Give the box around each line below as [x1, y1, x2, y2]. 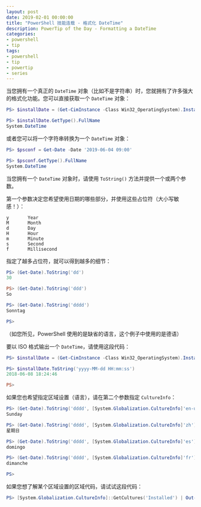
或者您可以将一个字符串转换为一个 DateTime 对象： [6, 134, 130, 142]
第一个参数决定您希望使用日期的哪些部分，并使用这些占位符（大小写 [6, 195, 174, 202]
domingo [6, 444, 26, 450]
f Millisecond [6, 246, 58, 252]
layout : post [6, 8, 39, 15]
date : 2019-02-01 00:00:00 [6, 14, 74, 20]
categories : [6, 31, 36, 37]
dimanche [6, 460, 28, 467]
